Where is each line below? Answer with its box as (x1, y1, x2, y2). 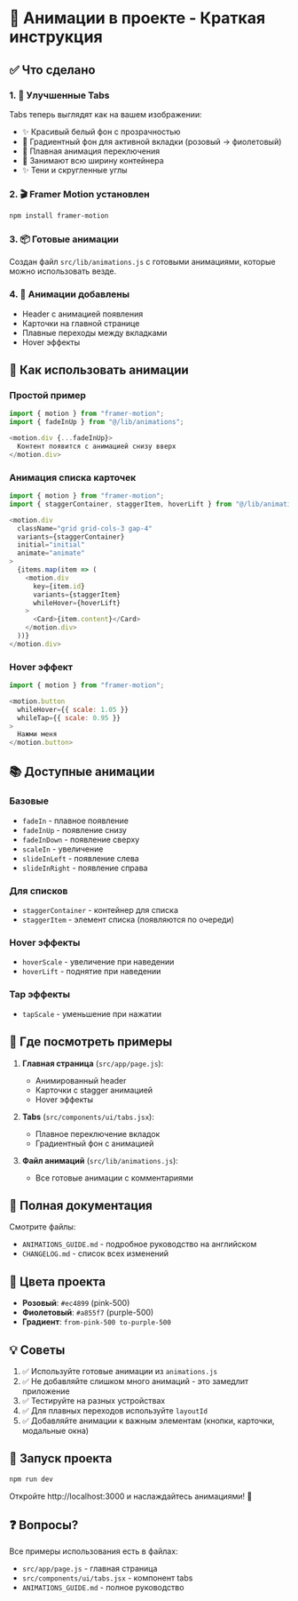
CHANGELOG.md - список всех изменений (21, 1248, 169, 1259)
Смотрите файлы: (9, 1221, 76, 1232)
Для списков (9, 885, 68, 897)
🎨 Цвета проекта (9, 1274, 106, 1289)
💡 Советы (9, 1342, 66, 1357)
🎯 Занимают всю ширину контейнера (21, 155, 164, 165)
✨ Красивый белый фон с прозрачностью (21, 126, 181, 137)
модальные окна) (21, 1426, 90, 1436)
